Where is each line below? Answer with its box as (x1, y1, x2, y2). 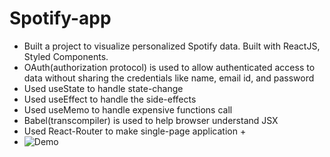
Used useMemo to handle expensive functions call (23, 103, 233, 116)
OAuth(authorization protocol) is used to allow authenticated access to (23, 61, 316, 73)
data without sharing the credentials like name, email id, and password (23, 72, 315, 84)
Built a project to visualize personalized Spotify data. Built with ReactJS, (23, 40, 321, 52)
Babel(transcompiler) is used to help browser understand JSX (23, 114, 279, 126)
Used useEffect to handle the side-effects (23, 93, 197, 105)
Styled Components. (23, 50, 109, 62)
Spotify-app (9, 7, 112, 30)
